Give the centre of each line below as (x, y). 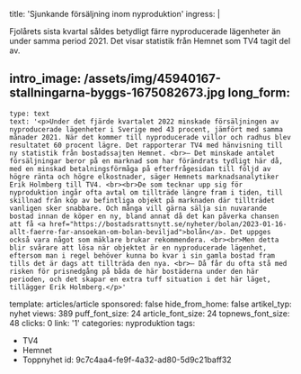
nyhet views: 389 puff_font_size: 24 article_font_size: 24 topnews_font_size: (150, 313)
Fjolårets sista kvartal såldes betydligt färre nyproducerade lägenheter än (145, 31)
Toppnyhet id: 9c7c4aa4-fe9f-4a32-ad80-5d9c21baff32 (127, 360)
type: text (30, 114)
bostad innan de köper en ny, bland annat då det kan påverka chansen (144, 216)
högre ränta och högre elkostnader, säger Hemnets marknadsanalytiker (144, 177)
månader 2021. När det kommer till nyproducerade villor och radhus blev (150, 137)
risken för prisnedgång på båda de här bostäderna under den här (134, 271)
